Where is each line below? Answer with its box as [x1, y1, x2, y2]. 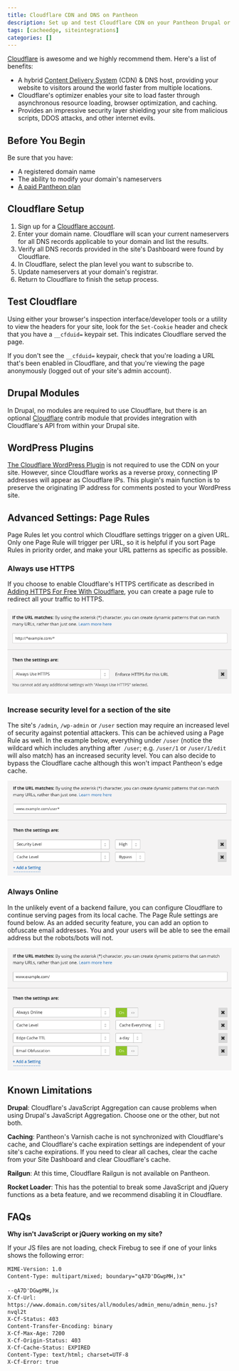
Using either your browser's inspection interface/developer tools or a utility [7, 315, 228, 323]
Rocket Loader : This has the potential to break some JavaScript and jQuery [7, 1183, 229, 1191]
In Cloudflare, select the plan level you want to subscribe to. [17, 260, 194, 268]
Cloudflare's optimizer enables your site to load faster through [17, 91, 201, 100]
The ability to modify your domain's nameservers [17, 175, 162, 183]
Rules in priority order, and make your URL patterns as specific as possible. [7, 546, 228, 554]
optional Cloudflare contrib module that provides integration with [7, 414, 197, 422]
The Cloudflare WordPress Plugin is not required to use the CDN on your [7, 461, 220, 469]
